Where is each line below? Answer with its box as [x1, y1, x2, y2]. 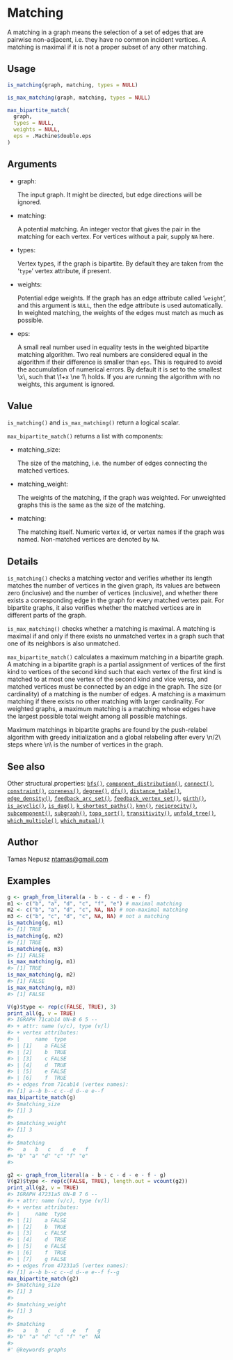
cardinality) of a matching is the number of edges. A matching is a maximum [7, 690, 226, 698]
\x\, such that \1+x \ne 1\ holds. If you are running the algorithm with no [17, 372, 220, 381]
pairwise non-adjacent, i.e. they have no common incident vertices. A [7, 35, 207, 43]
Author [7, 836, 38, 848]
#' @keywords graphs [7, 1347, 67, 1354]
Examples [7, 875, 51, 887]
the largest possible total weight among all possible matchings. [7, 712, 188, 721]
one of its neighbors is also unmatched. [7, 639, 120, 648]
